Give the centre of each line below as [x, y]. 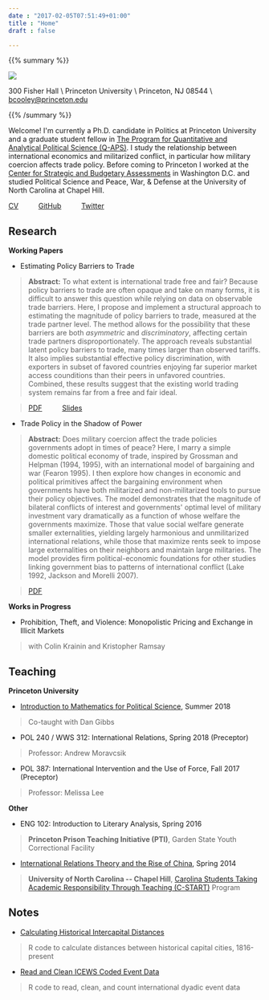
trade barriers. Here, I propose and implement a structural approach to [145, 307]
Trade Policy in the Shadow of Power [81, 424]
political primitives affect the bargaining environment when [125, 482]
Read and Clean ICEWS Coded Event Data [90, 971]
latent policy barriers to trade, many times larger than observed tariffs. [144, 350]
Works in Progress [40, 607]
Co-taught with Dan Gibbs [71, 722]
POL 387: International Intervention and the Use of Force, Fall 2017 [130, 768]
